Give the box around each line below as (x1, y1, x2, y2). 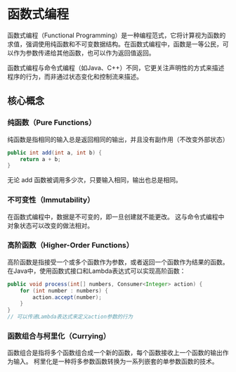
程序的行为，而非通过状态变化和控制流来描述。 (7, 72, 143, 81)
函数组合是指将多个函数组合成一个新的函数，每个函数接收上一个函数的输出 (7, 349, 223, 357)
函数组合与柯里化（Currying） (7, 331, 111, 341)
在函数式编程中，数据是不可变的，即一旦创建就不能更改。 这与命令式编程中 (7, 212, 225, 221)
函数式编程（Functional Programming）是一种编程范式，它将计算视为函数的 (7, 31, 226, 39)
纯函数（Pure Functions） (7, 117, 96, 127)
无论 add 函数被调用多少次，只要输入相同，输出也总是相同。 (7, 176, 182, 184)
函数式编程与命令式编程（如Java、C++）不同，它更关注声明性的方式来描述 (7, 63, 225, 72)
